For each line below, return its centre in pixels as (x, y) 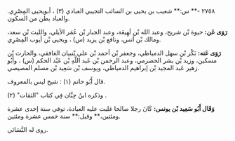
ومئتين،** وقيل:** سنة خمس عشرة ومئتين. (64, 116)
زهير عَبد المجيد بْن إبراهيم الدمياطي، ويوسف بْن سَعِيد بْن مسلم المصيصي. (103, 68)
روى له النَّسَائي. (28, 129)
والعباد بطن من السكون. (39, 18)
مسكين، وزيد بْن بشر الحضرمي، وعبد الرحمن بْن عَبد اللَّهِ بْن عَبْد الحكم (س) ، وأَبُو (112, 60)
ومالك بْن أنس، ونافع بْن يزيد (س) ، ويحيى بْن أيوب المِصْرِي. (84, 39)
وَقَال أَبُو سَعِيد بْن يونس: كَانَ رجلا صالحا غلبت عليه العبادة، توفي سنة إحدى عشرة (111, 108)
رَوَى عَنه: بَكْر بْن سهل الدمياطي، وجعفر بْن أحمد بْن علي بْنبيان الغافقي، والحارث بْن (114, 53)
